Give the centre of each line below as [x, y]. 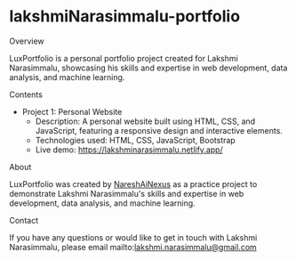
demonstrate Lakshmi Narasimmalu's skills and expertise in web [127, 193]
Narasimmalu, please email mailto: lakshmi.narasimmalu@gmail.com [133, 247]
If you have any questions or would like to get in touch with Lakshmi [133, 237]
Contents [26, 94]
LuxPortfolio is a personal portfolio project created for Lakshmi [124, 58]
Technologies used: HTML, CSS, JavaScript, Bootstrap [135, 140]
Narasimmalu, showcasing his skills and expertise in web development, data [148, 68]
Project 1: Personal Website [72, 111]
